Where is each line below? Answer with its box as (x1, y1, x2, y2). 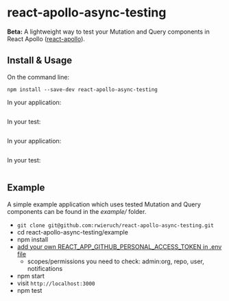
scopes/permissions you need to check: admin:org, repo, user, (27, 257, 204, 265)
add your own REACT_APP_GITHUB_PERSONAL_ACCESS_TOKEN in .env (16, 242, 222, 251)
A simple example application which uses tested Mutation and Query (7, 200, 201, 208)
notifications (27, 264, 63, 272)
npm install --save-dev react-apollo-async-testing (7, 86, 158, 93)
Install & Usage (7, 55, 73, 67)
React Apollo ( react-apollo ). (7, 34, 86, 43)
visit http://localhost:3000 (16, 279, 95, 287)
